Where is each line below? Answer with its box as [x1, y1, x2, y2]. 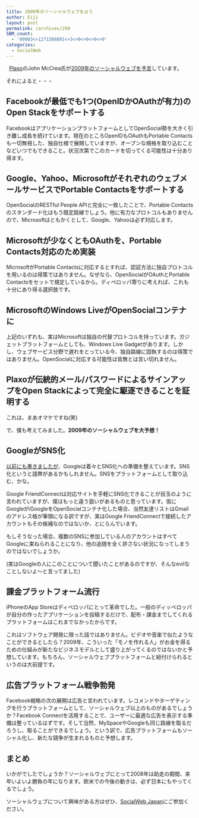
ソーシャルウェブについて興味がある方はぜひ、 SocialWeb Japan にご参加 [6, 798, 184, 805]
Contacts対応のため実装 [6, 247, 96, 257]
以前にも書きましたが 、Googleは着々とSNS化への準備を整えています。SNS [6, 462, 190, 469]
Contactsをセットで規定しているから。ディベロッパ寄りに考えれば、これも [6, 278, 189, 286]
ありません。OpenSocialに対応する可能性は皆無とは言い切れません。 [11, 356, 180, 362]
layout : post [6, 20, 39, 26]
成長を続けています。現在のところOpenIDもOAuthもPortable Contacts [21, 132, 193, 139]
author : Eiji [6, 14, 39, 20]
